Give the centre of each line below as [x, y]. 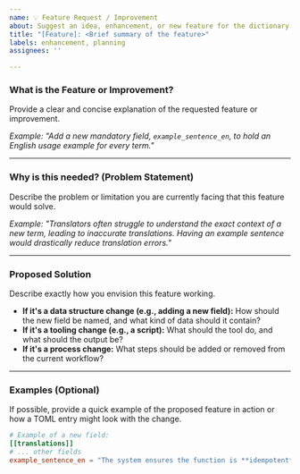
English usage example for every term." [82, 146]
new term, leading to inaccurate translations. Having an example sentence [147, 233]
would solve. [33, 206]
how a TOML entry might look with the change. [96, 419]
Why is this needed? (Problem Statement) [102, 177]
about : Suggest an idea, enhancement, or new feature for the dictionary [150, 26]
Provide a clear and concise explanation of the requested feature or [133, 109]
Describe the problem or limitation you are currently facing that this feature [147, 197]
